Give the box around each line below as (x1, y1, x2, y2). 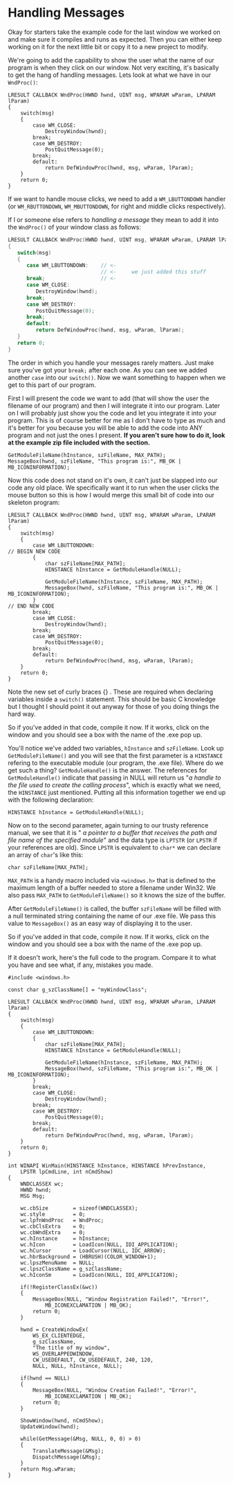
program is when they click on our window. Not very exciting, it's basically (8, 63, 219, 71)
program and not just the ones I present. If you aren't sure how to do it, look (8, 431, 225, 439)
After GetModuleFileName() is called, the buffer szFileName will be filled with (8, 904, 221, 913)
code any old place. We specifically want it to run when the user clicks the (8, 483, 220, 492)
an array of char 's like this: (8, 850, 84, 859)
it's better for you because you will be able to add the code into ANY (8, 423, 203, 431)
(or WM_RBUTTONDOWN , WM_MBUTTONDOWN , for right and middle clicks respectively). (8, 202, 226, 210)
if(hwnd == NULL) (20, 1375, 71, 1382)
